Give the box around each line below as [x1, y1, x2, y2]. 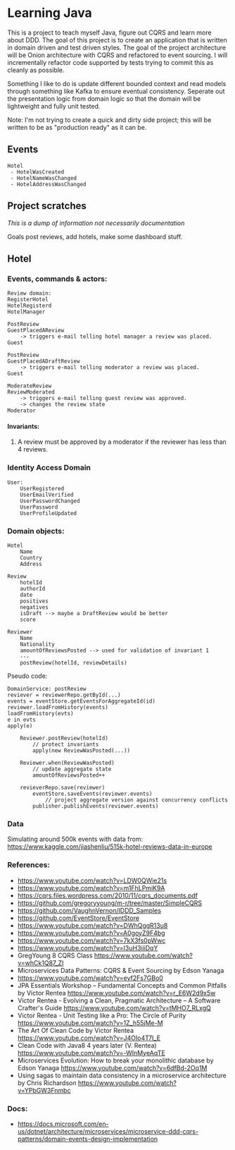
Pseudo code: [7, 672, 48, 680]
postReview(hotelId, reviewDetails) [20, 660, 128, 667]
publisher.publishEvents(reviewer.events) [32, 803, 159, 810]
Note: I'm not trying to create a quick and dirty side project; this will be [7, 115, 212, 124]
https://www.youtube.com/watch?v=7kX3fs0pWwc [17, 936, 166, 945]
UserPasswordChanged [20, 497, 80, 504]
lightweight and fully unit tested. [7, 102, 101, 110]
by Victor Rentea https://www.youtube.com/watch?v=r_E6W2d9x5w [17, 988, 216, 997]
